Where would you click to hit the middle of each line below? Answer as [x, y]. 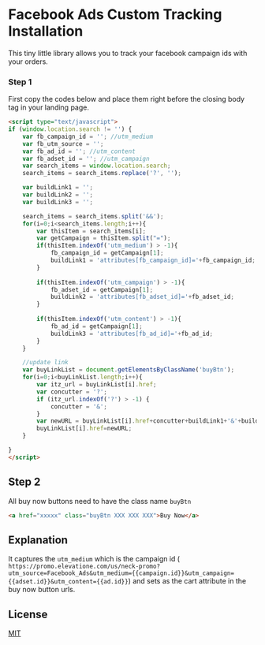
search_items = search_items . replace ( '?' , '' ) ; [102, 173]
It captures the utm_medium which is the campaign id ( [94, 559]
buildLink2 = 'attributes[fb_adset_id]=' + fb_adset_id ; [142, 297]
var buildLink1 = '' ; [58, 188]
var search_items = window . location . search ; [97, 166]
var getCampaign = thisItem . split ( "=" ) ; [104, 238]
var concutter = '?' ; [72, 392]
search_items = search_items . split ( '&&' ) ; [93, 216]
